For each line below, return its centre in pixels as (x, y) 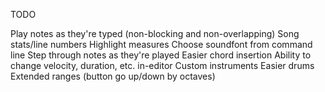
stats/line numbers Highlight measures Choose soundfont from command (161, 44)
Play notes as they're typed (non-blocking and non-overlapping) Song (155, 33)
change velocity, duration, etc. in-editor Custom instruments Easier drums (162, 65)
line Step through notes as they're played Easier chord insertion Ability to (161, 55)
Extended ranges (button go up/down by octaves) (113, 76)
